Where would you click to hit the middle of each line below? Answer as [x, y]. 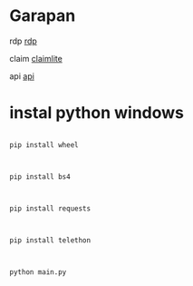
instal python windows [96, 113]
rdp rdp [24, 41]
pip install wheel [44, 145]
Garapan [43, 16]
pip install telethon [50, 240]
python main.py [38, 272]
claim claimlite [36, 58]
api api [22, 76]
